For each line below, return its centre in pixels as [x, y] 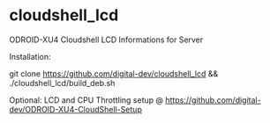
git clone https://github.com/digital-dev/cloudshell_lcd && [114, 73]
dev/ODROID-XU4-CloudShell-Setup [76, 109]
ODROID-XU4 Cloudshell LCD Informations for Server [106, 40]
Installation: [30, 56]
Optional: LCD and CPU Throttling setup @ [86, 100]
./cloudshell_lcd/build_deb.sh [62, 83]
